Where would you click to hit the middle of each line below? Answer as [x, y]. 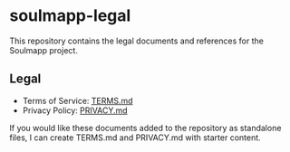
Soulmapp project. [44, 50]
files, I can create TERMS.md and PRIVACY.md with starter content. [135, 138]
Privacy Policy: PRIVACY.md [75, 110]
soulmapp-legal [70, 16]
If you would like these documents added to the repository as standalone [145, 128]
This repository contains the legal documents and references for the [137, 41]
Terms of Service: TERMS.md [77, 100]
